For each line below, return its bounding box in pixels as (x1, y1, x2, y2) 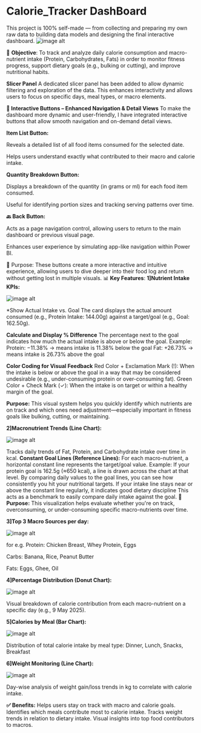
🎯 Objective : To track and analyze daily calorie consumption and (6, 49, 168, 56)
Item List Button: (6, 129, 49, 136)
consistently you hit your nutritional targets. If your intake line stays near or (6, 480, 193, 487)
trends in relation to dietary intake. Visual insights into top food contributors (6, 714, 195, 722)
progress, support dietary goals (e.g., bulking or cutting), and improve (6, 62, 180, 69)
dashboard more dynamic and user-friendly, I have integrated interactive (6, 111, 188, 118)
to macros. (6, 721, 33, 728)
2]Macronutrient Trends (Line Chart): (6, 424, 102, 432)
